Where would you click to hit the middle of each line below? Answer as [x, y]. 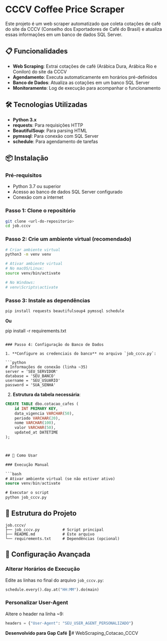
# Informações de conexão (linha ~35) [46, 367]
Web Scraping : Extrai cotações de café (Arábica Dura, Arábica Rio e [85, 66]
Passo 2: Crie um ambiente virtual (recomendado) [68, 239]
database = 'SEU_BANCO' [31, 376]
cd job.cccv [18, 226]
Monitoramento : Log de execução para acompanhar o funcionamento [87, 88]
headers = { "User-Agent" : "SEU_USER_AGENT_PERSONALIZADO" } [69, 623]
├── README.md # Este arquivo [50, 534]
